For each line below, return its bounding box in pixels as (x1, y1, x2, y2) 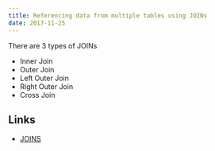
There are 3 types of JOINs (8, 41, 98, 50)
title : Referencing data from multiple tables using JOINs (8, 11, 208, 20)
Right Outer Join (19, 81, 74, 91)
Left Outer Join (19, 73, 69, 83)
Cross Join (19, 90, 56, 99)
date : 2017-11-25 (8, 19, 66, 27)
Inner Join (19, 56, 53, 66)
